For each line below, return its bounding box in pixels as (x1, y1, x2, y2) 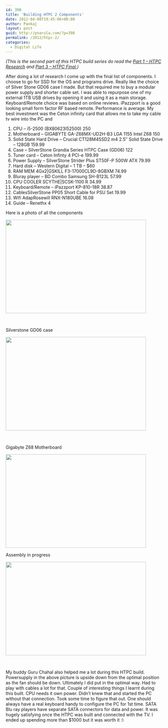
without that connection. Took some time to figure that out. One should (5, 695, 151, 701)
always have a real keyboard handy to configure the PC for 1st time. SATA (5, 701, 157, 707)
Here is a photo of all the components (5, 210, 83, 216)
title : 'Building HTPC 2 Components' (5, 12, 84, 17)
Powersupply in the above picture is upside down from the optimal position (5, 674, 160, 680)
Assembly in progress (5, 551, 50, 558)
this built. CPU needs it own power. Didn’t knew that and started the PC (5, 690, 152, 696)
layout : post (5, 26, 33, 31)
